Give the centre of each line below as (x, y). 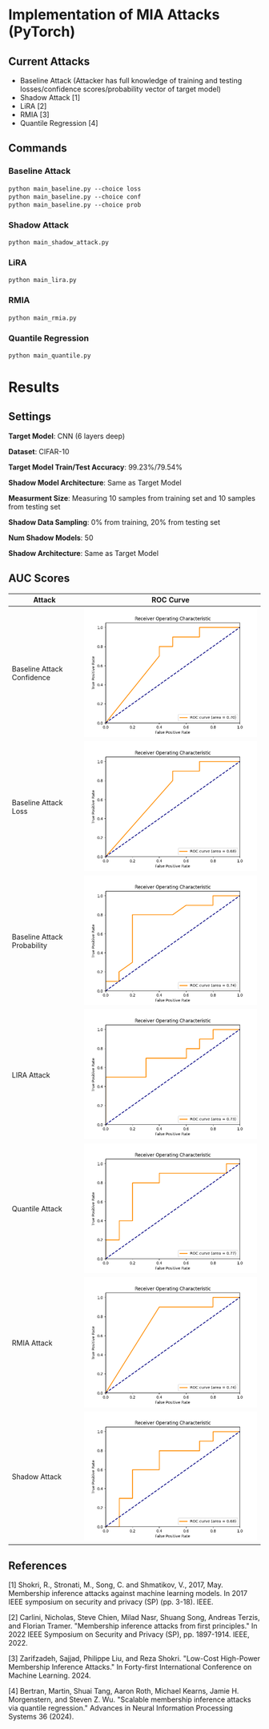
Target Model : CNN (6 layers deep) (67, 436)
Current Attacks (49, 61)
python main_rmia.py (43, 318)
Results (34, 387)
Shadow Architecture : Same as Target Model (83, 553)
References (38, 1566)
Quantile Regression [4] (59, 123)
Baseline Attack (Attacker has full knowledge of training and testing (131, 81)
